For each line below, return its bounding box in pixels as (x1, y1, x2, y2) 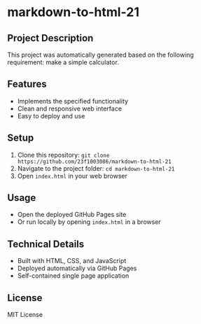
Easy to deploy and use (17, 111, 85, 120)
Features (7, 78, 47, 90)
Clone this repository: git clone (17, 150, 110, 159)
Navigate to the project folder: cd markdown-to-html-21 (17, 164, 175, 172)
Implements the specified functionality (17, 97, 128, 105)
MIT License (7, 311, 43, 319)
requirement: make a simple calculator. (7, 58, 119, 66)
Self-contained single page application (17, 272, 130, 280)
